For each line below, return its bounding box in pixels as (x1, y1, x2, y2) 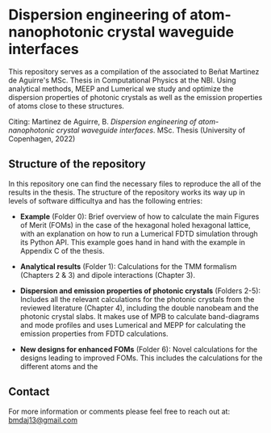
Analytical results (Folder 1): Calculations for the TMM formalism (19, 261, 237, 271)
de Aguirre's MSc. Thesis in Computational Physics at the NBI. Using (8, 75, 236, 85)
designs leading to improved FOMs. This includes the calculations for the (19, 353, 263, 363)
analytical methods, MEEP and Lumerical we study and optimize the (8, 83, 234, 94)
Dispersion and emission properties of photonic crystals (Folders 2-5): (19, 285, 261, 296)
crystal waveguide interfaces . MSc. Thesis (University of (56, 125, 246, 135)
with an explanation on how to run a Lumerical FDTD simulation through (19, 229, 258, 238)
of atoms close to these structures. (8, 101, 125, 111)
